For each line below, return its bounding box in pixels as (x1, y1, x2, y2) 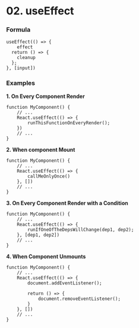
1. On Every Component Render (6, 93, 85, 100)
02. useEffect (6, 4, 74, 18)
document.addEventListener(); (27, 280, 102, 286)
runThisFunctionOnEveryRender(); (27, 119, 110, 126)
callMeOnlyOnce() (27, 173, 70, 179)
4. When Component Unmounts (6, 253, 86, 260)
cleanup (17, 55, 36, 61)
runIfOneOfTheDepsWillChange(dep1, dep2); (27, 226, 134, 232)
